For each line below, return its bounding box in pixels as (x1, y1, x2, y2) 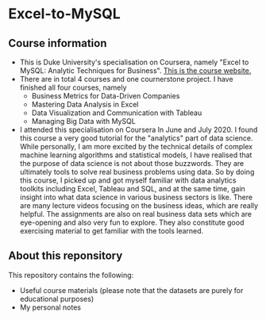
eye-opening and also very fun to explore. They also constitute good (19, 218, 245, 227)
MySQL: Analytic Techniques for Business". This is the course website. (19, 66, 252, 75)
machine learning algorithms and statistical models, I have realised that (19, 150, 253, 160)
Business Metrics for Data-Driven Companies (31, 91, 180, 100)
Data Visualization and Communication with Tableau (31, 108, 202, 118)
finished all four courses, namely (19, 83, 127, 92)
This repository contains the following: (8, 270, 134, 280)
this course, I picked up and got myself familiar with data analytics (19, 175, 237, 185)
